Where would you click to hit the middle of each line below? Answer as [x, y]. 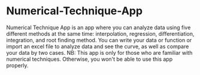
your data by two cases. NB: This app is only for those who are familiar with [99, 52]
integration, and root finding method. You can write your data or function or [99, 40]
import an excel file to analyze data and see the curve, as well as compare [98, 46]
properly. [17, 65]
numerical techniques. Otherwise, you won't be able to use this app [90, 59]
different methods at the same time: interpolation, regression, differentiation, [100, 33]
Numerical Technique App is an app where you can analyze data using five [99, 27]
